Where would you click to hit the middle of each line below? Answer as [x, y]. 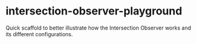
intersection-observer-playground [94, 11]
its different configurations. [39, 34]
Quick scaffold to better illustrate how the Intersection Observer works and [98, 28]
